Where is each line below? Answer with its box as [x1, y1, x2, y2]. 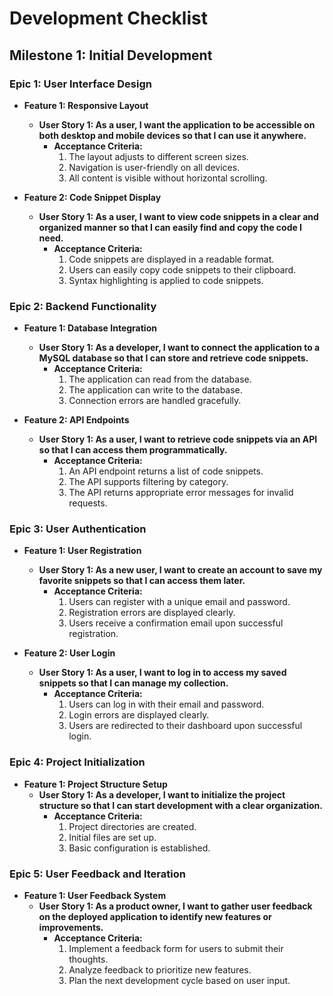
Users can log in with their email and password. [68, 698, 265, 711]
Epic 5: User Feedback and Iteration [9, 867, 186, 881]
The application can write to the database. [68, 384, 243, 396]
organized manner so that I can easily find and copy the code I [38, 221, 303, 233]
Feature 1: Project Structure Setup [23, 778, 168, 790]
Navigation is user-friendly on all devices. [68, 161, 241, 173]
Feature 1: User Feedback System [23, 890, 167, 902]
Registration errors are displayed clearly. [68, 607, 236, 619]
